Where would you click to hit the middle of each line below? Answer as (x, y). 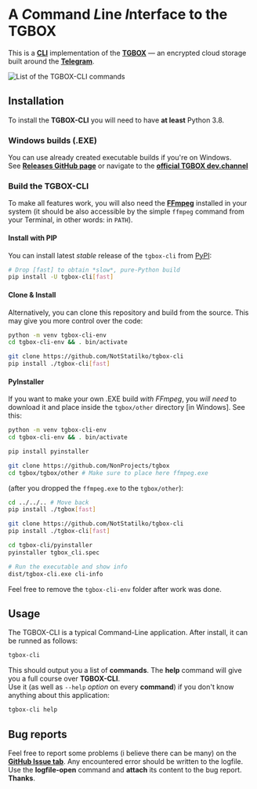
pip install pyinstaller (49, 451)
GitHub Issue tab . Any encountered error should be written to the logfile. (126, 761)
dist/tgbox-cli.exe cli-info (56, 574)
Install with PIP (33, 238)
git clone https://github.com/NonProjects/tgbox (89, 466)
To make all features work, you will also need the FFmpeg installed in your (128, 203)
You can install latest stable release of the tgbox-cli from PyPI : (110, 255)
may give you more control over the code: (76, 320)
